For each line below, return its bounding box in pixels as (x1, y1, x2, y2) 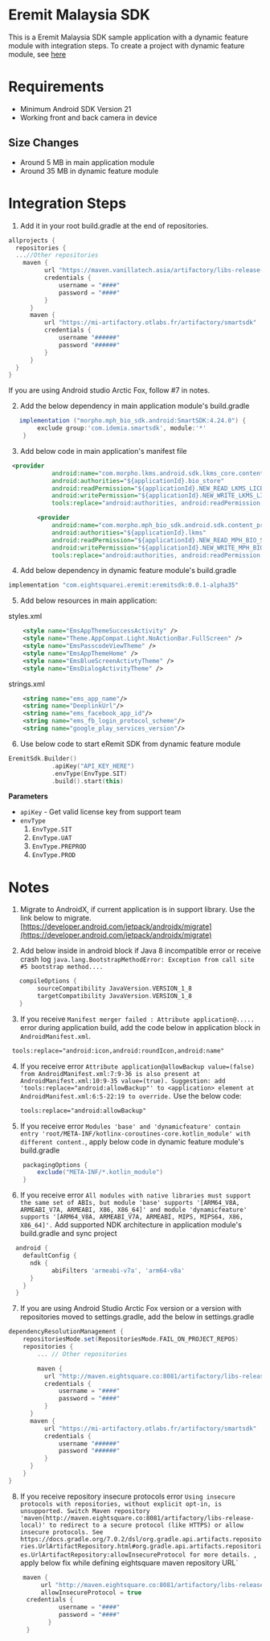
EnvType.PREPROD (31, 843, 87, 851)
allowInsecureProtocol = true (40, 1588, 142, 1597)
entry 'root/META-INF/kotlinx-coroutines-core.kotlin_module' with (19, 1129, 251, 1138)
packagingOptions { (22, 1161, 88, 1169)
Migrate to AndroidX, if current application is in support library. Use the (19, 905, 256, 914)
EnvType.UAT (31, 835, 72, 843)
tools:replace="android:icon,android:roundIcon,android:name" (11, 1046, 225, 1055)
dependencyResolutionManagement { (8, 1328, 125, 1336)
